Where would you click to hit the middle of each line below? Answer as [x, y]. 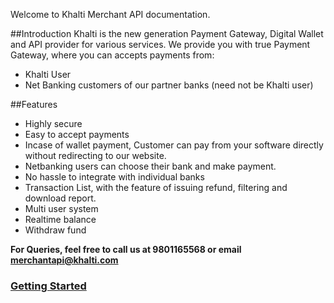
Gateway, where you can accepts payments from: [112, 55]
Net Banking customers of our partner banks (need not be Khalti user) [169, 85]
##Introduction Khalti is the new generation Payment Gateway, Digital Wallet [167, 33]
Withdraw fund [55, 230]
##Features [34, 104]
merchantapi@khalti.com [64, 260]
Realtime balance [60, 219]
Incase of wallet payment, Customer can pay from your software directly [174, 145]
